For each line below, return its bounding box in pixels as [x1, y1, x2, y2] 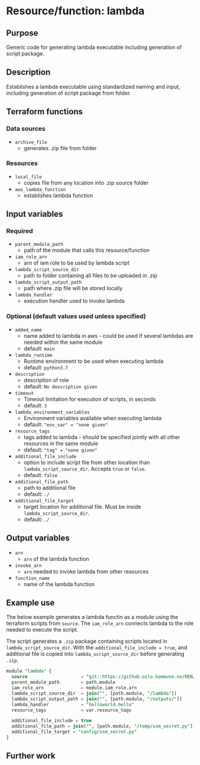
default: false [23, 471, 58, 478]
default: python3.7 [23, 363, 68, 371]
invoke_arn [14, 562, 42, 568]
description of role [23, 377, 70, 384]
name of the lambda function [23, 580, 95, 587]
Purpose [6, 28, 39, 38]
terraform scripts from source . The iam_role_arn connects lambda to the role [6, 620, 194, 627]
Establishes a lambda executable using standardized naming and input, [6, 83, 180, 90]
